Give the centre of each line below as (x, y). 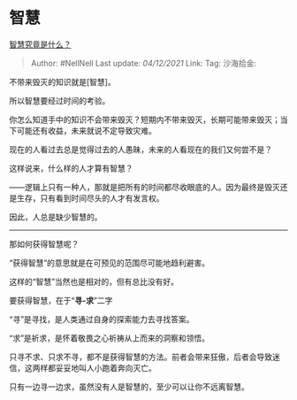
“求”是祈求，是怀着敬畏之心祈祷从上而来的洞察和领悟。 (110, 338)
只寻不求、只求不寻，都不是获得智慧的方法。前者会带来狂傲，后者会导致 (141, 357)
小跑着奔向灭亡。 (125, 367)
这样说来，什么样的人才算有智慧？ (71, 168)
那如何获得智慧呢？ (44, 243)
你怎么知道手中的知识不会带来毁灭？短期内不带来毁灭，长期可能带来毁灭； (145, 119)
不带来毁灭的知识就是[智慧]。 (63, 81)
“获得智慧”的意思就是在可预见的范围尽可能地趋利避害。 (110, 263)
